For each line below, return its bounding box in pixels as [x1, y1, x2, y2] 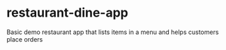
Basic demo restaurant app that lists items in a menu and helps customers [6, 28, 219, 36]
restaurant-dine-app [6, 5, 128, 21]
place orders [6, 35, 43, 43]
